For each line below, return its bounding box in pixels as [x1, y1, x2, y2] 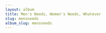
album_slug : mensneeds [5, 20, 52, 26]
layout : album [5, 7, 35, 12]
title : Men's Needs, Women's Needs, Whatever [5, 12, 101, 16]
